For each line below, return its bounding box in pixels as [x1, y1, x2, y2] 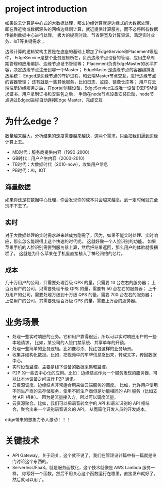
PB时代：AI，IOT [12, 167, 46, 173]
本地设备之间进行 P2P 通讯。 [20, 376, 79, 382]
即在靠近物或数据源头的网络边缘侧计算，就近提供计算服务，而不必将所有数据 [5, 26, 158, 32]
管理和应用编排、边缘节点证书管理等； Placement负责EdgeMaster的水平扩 [9, 61, 158, 66]
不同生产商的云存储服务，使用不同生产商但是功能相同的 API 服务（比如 [12, 388, 154, 394]
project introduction [5, 3, 87, 15]
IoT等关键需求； [13, 38, 46, 44]
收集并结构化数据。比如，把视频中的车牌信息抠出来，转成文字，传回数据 [12, 352, 157, 357]
